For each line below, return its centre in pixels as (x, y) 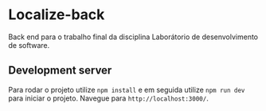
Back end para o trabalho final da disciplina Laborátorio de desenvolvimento (133, 37)
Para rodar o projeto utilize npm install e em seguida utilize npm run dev (127, 89)
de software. (29, 45)
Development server (60, 71)
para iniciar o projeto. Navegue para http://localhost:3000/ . (108, 98)
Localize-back (57, 15)
